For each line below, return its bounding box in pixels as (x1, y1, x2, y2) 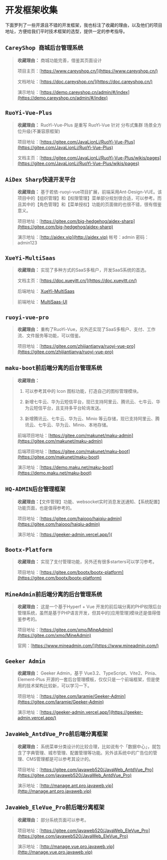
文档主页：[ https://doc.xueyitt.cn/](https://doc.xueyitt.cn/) (17, 278, 137, 284)
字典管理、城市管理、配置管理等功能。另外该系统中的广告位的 (26, 750, 153, 756)
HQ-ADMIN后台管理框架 (5, 486, 66, 493)
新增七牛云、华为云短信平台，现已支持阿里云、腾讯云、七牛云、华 (24, 398, 161, 405)
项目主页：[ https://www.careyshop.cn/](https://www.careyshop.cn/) (17, 68, 158, 74)
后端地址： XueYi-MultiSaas (17, 288, 75, 294)
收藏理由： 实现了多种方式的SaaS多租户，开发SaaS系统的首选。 (17, 267, 150, 273)
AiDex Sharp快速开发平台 (5, 176, 76, 183)
